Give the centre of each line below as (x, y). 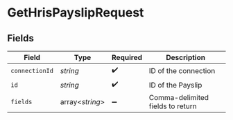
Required (127, 58)
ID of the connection (182, 70)
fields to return (173, 106)
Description (186, 58)
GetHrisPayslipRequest (76, 13)
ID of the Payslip (175, 85)
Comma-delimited (179, 98)
